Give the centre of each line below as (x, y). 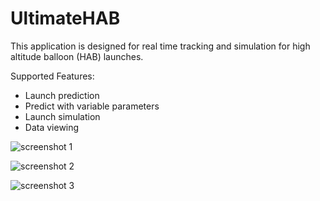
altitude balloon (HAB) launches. (77, 56)
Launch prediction (62, 95)
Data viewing (52, 127)
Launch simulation (62, 116)
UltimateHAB (65, 18)
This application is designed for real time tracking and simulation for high (160, 46)
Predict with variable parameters (92, 106)
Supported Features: (52, 76)
